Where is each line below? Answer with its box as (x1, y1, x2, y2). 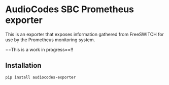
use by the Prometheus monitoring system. (5, 37, 95, 43)
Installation (5, 61, 42, 70)
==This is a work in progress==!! (5, 46, 74, 52)
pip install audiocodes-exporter (5, 75, 76, 80)
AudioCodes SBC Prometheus (5, 4, 134, 15)
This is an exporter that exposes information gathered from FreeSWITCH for (5, 31, 164, 37)
